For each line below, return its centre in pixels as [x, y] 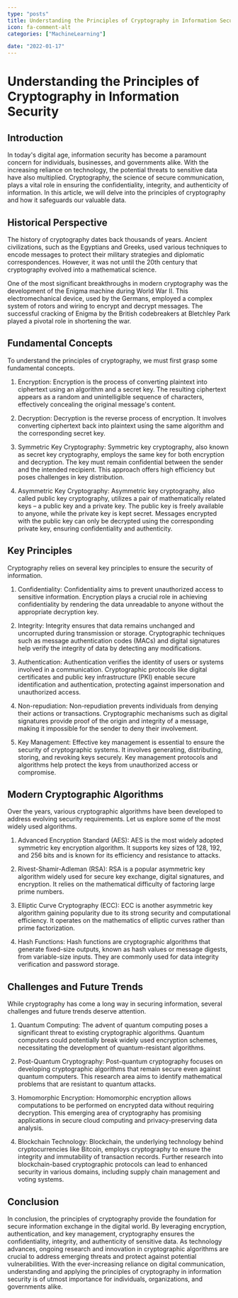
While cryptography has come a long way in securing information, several [115, 1004]
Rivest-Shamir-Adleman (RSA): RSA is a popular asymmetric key [111, 869]
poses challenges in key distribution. [71, 477]
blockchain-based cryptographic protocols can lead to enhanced [112, 1165]
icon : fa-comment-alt [39, 27]
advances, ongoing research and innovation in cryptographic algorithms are [118, 1249]
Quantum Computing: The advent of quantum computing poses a [113, 1025]
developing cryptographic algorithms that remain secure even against [119, 1069]
